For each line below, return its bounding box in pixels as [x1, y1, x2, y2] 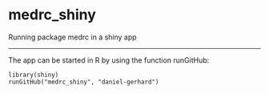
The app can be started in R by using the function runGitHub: [8, 55, 210, 65]
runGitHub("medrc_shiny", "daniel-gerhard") [8, 78, 159, 86]
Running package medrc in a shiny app [8, 32, 138, 42]
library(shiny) [8, 71, 59, 79]
